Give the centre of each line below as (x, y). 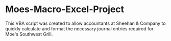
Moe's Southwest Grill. (29, 34)
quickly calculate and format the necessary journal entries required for (79, 28)
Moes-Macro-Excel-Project (65, 9)
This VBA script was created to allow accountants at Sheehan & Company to (86, 23)
